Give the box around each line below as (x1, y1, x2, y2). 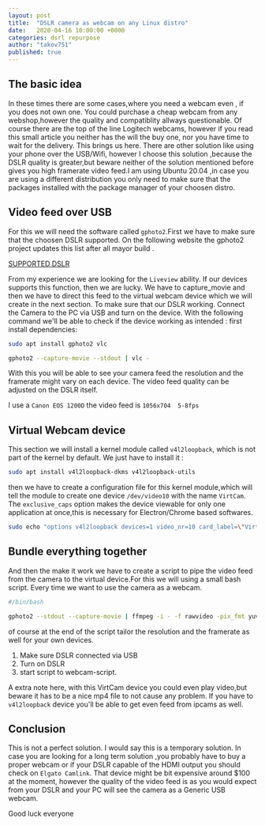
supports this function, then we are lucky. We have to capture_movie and (8, 282, 246, 292)
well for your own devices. (8, 635, 95, 645)
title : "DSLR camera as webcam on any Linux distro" (8, 19, 189, 27)
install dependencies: (8, 324, 77, 334)
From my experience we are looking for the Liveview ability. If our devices (8, 274, 248, 283)
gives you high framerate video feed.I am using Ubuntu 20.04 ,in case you (8, 165, 250, 175)
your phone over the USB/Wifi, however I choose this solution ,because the (8, 149, 252, 158)
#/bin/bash (8, 598, 44, 606)
